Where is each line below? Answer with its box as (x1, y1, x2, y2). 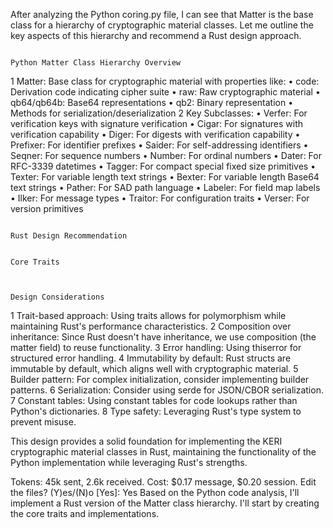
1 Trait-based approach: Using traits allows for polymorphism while (10, 310, 287, 321)
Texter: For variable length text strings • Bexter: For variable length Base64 (10, 171, 320, 183)
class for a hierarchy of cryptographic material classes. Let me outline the (10, 19, 314, 31)
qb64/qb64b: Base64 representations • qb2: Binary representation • (10, 97, 294, 108)
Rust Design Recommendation (10, 231, 128, 241)
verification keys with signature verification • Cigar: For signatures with (10, 118, 304, 129)
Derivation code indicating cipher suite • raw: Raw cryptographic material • (10, 86, 321, 98)
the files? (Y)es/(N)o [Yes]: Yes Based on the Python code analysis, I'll (10, 487, 300, 498)
